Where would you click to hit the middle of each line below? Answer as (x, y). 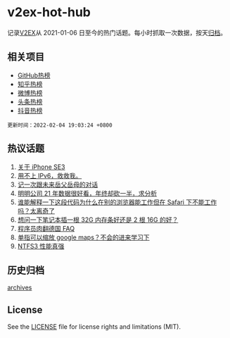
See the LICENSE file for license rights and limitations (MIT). (94, 327)
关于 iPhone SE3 (41, 167)
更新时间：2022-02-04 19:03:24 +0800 (60, 125)
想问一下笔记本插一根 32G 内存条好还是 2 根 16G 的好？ (98, 220)
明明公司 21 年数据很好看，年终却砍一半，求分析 (87, 193)
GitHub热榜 (34, 75)
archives (20, 288)
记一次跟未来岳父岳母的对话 (58, 184)
